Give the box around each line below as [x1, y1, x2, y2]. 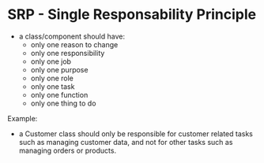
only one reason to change [30, 39, 119, 49]
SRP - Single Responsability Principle [7, 6, 257, 24]
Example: [7, 113, 38, 123]
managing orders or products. [18, 146, 116, 155]
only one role [30, 73, 74, 83]
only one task [30, 81, 75, 91]
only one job [30, 57, 72, 66]
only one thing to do [30, 98, 96, 108]
